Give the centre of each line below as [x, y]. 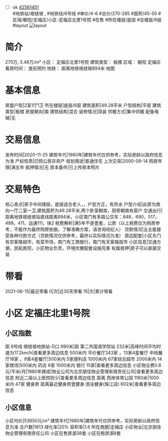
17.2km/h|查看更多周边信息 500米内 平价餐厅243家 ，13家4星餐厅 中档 [86, 352]
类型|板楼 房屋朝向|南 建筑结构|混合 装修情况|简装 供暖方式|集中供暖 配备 [80, 111]
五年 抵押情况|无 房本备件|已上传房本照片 [57, 167]
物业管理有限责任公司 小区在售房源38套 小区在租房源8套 [63, 433]
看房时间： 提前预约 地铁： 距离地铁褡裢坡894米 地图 [60, 68]
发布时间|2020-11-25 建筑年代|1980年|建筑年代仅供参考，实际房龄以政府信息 [84, 154]
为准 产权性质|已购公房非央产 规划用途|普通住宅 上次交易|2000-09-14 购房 [81, 161]
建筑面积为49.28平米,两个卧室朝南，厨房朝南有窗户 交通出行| [100, 210]
